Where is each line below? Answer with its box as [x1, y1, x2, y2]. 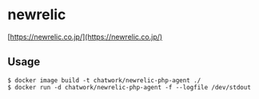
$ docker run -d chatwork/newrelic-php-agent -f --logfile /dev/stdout [7, 83, 251, 91]
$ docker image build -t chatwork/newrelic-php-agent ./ [7, 76, 201, 85]
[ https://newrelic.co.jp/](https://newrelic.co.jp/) [7, 32, 163, 42]
